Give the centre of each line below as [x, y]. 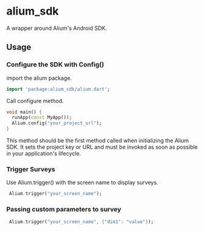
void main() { [24, 112]
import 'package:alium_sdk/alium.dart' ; [58, 89]
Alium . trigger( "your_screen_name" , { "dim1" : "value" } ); [81, 222]
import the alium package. [39, 78]
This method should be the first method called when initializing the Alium [98, 140]
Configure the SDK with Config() [55, 65]
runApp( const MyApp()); [42, 118]
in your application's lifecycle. [44, 153]
